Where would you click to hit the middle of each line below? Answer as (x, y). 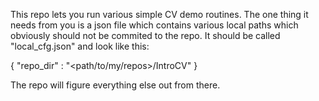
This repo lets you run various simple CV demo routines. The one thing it (159, 14)
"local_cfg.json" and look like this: (80, 46)
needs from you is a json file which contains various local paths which (154, 25)
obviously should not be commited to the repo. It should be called (145, 35)
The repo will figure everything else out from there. (115, 85)
